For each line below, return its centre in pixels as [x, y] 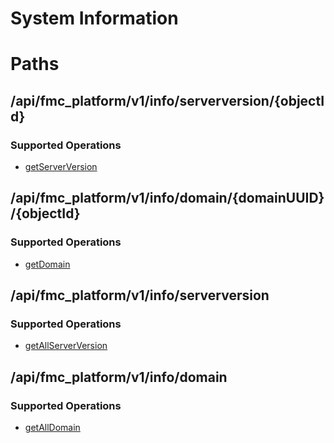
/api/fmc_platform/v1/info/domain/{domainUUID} [167, 198]
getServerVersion [61, 167]
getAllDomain [52, 428]
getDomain [47, 264]
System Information [94, 18]
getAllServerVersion [66, 346]
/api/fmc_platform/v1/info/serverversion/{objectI [167, 100]
